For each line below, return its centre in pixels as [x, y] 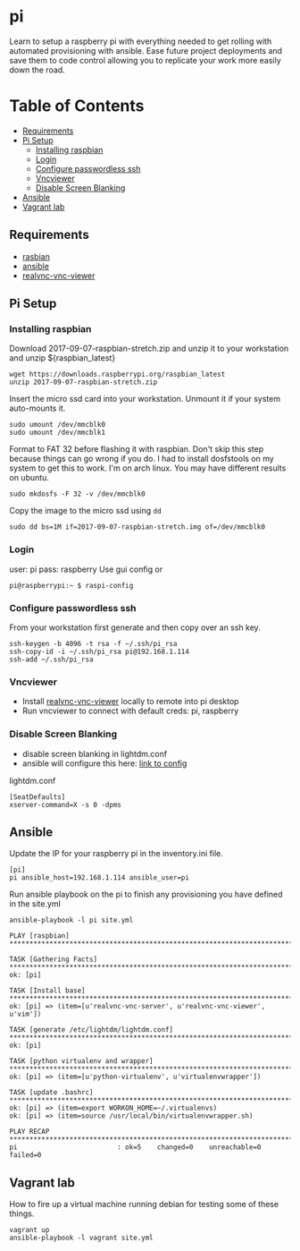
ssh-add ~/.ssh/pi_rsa [51, 660]
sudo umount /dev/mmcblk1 [57, 433]
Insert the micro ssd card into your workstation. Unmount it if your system [145, 399]
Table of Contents [77, 106]
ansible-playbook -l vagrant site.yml [81, 1238]
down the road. [37, 70]
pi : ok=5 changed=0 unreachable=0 [135, 1147]
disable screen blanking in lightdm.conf [95, 753]
